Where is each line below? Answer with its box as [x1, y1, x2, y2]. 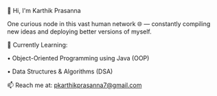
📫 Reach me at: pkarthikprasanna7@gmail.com [7, 81, 142, 89]
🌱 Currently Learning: [7, 41, 68, 49]
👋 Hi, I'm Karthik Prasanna [7, 7, 81, 14]
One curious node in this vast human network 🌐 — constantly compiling [7, 20, 211, 27]
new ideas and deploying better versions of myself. [7, 27, 152, 36]
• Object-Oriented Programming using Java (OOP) [7, 54, 150, 62]
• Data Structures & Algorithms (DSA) [7, 67, 113, 75]
